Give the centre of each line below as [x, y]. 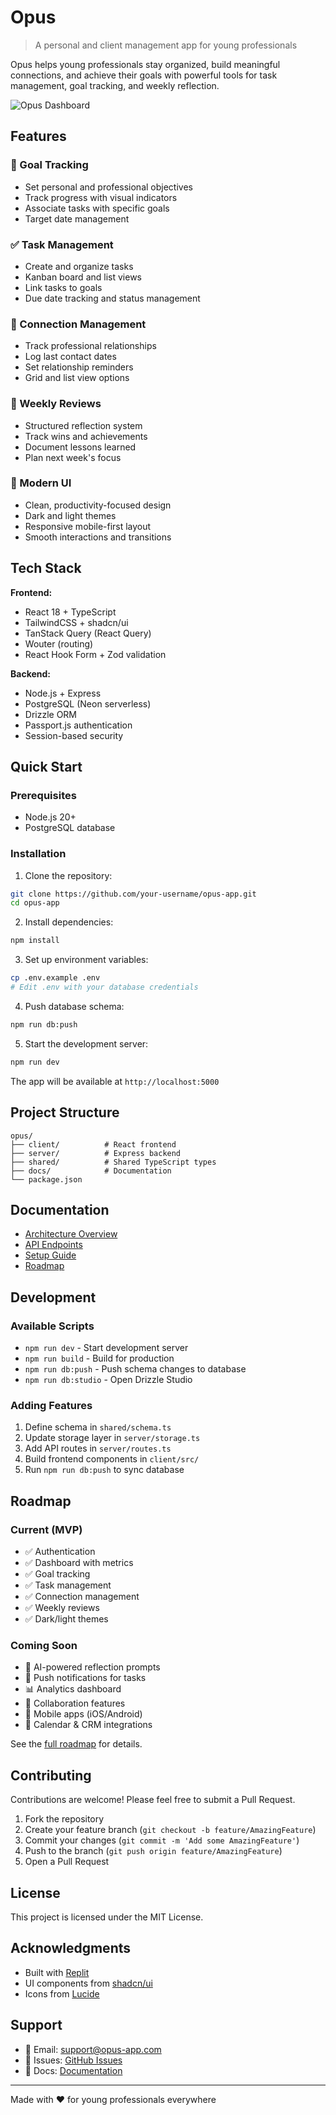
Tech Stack [46, 568]
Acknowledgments [71, 1948]
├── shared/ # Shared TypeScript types [113, 1162]
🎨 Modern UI [41, 483]
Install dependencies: [69, 922]
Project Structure [65, 1112]
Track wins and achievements [86, 436]
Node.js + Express [63, 693]
